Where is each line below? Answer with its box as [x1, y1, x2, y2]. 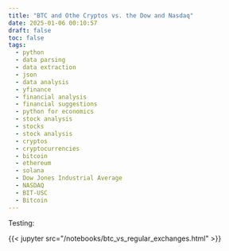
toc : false [8, 33, 45, 42]
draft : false [8, 26, 52, 34]
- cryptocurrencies [15, 145, 80, 153]
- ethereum [15, 160, 52, 168]
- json [15, 71, 37, 79]
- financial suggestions [15, 100, 98, 108]
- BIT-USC [15, 188, 48, 197]
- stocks [15, 122, 45, 130]
